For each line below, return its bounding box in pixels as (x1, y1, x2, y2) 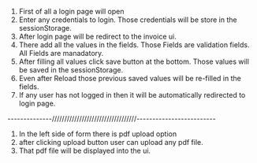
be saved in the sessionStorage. (18, 65, 124, 74)
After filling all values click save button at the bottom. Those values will (18, 57, 250, 66)
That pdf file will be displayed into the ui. (18, 146, 151, 155)
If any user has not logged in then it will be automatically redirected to (18, 91, 246, 99)
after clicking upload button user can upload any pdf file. (18, 138, 203, 146)
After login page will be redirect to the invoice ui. (18, 31, 177, 41)
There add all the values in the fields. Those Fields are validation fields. (18, 40, 250, 50)
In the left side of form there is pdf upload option (18, 129, 177, 139)
